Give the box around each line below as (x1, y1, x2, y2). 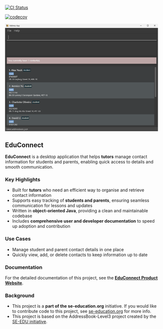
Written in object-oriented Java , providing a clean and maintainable (12, 208, 148, 214)
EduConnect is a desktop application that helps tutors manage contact (5, 154, 147, 159)
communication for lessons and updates (12, 203, 93, 208)
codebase (12, 213, 33, 219)
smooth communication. (5, 164, 53, 170)
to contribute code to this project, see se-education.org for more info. (12, 309, 151, 314)
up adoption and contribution (12, 224, 70, 229)
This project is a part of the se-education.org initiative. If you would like (12, 303, 157, 309)
